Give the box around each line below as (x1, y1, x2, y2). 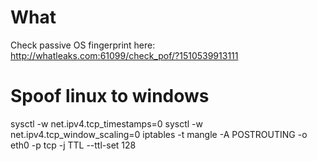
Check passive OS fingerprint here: (10, 39, 156, 51)
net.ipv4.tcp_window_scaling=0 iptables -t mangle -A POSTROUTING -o (10, 128, 308, 140)
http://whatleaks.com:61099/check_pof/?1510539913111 (10, 49, 239, 61)
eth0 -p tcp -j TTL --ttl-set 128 (10, 139, 137, 151)
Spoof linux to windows (10, 85, 210, 108)
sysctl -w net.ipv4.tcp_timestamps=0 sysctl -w (10, 117, 203, 130)
